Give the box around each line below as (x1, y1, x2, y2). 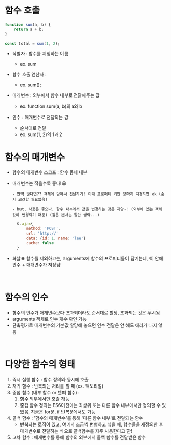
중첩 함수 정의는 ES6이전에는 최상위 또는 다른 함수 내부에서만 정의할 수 (19, 402, 161, 408)
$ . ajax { (17, 221, 34, 226)
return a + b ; (14, 27, 44, 32)
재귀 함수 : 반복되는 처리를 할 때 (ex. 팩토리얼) (12, 383, 104, 389)
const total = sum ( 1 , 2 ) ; (5, 41, 60, 46)
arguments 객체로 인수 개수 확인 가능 (12, 316, 87, 322)
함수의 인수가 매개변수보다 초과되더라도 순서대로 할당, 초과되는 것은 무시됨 (12, 309, 160, 316)
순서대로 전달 (19, 125, 47, 131)
